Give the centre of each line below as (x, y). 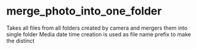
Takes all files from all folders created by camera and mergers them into (97, 28)
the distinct (20, 41)
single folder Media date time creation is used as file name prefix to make (99, 34)
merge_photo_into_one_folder (84, 11)
